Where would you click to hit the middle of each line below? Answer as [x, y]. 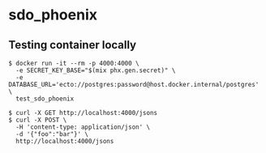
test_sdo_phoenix [45, 99]
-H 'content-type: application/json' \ [83, 127]
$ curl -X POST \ [38, 120]
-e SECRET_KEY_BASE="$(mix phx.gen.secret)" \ [96, 70]
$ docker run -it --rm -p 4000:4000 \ [74, 63]
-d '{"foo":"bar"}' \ [52, 134]
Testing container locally [72, 45]
